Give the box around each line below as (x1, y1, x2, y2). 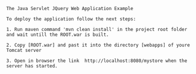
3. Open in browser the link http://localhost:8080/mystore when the (6, 58, 188, 64)
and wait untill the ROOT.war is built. (6, 32, 110, 38)
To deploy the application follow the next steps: (6, 16, 136, 22)
